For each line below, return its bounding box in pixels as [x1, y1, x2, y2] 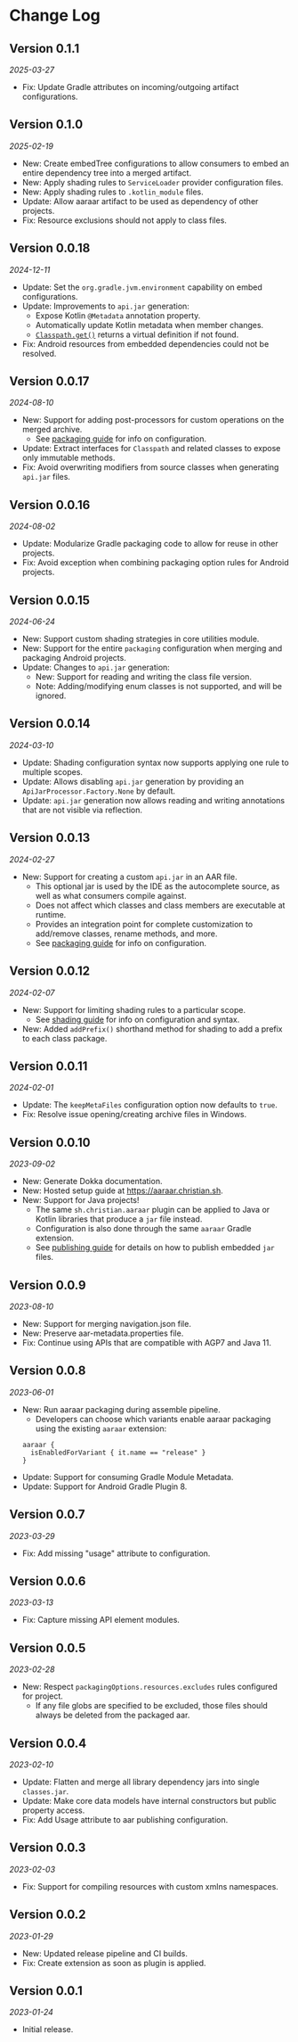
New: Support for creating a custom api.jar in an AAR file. [21, 871, 238, 882]
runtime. [35, 909, 67, 919]
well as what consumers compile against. [35, 890, 187, 901]
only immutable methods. [21, 452, 116, 464]
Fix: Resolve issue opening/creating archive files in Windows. [21, 1109, 247, 1120]
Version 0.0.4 [9, 1735, 87, 1750]
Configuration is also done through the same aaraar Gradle [35, 1223, 252, 1234]
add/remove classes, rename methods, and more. [35, 928, 218, 939]
